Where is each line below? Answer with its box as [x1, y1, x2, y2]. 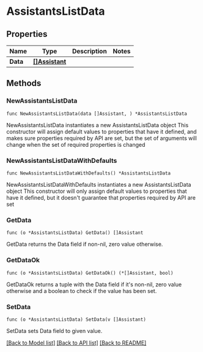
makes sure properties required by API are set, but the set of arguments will [6, 134, 197, 142]
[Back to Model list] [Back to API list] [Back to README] [6, 339, 147, 346]
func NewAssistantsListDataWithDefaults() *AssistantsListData [6, 170, 171, 176]
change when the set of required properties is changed [6, 141, 146, 148]
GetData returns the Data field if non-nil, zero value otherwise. [6, 241, 163, 248]
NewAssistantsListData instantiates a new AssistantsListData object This [6, 121, 189, 128]
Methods [6, 78, 42, 88]
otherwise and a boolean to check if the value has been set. [6, 287, 157, 294]
